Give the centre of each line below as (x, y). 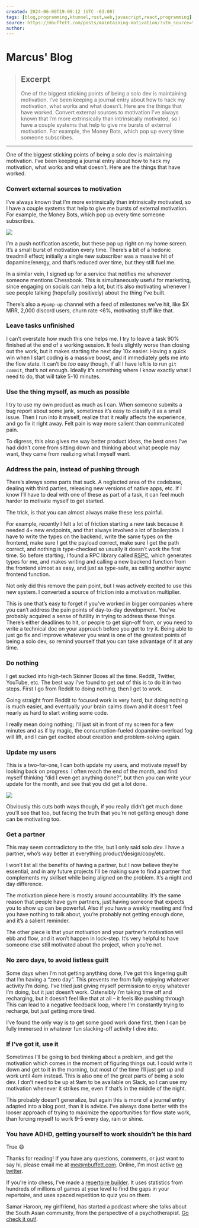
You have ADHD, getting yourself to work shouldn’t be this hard (99, 1134)
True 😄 (15, 1147)
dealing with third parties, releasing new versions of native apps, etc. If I (94, 488)
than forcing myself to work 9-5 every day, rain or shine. (75, 1118)
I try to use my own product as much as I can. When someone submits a (94, 405)
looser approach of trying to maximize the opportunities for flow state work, (99, 1112)
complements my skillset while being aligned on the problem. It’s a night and (99, 878)
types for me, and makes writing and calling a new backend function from (96, 562)
